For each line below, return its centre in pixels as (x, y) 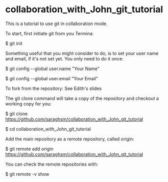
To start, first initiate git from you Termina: (50, 33)
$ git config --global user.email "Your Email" (52, 78)
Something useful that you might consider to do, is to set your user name (82, 53)
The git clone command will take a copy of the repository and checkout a (82, 98)
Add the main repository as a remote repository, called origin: (70, 139)
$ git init (14, 43)
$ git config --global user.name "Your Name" (53, 69)
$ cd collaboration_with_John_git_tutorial (48, 129)
